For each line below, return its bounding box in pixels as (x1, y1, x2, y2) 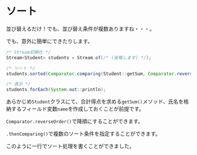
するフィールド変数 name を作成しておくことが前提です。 (11, 105, 145, 112)
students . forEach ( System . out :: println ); (6, 87, 107, 93)
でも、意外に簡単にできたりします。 (6, 37, 93, 44)
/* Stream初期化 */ (6, 49, 51, 55)
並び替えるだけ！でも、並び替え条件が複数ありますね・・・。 (6, 25, 155, 32)
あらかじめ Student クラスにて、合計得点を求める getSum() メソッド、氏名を (6, 98, 184, 105)
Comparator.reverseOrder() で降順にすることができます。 (6, 118, 144, 125)
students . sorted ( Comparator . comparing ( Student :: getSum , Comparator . (6, 71, 177, 77)
